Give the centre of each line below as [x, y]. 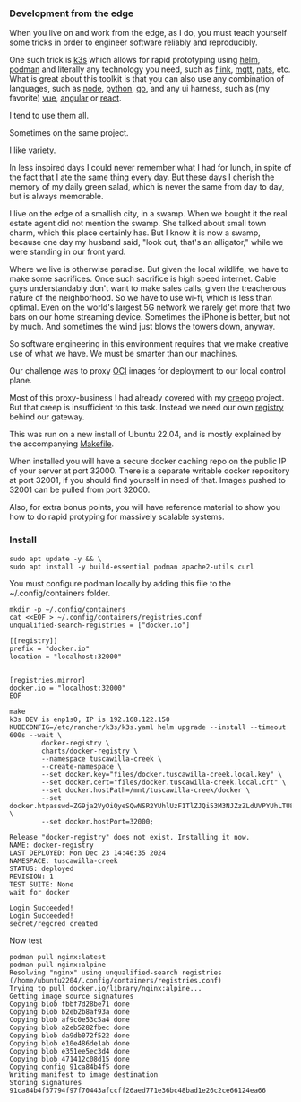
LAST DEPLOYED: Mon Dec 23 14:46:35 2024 [88, 853]
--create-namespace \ [82, 766]
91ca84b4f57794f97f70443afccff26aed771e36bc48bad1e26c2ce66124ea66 [138, 1090]
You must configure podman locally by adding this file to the [120, 583]
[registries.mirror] [48, 680]
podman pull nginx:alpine [57, 965]
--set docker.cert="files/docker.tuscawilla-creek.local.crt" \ [164, 782]
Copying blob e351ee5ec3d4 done [69, 1051]
